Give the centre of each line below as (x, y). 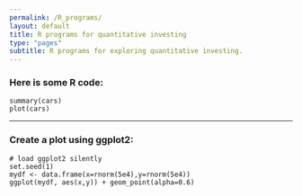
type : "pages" (36, 43)
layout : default (40, 26)
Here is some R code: (56, 83)
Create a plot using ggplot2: (71, 140)
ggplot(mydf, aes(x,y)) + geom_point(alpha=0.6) (102, 182)
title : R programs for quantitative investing (98, 34)
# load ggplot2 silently (56, 158)
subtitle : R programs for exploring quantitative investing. (126, 51)
